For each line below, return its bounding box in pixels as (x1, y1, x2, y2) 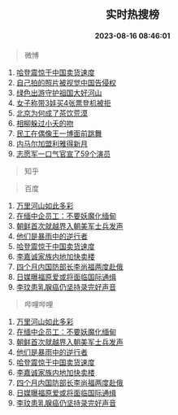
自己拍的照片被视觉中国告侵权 (15, 77, 116, 87)
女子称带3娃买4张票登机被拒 (15, 98, 111, 107)
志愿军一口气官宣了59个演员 (15, 149, 111, 159)
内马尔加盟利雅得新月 (15, 138, 88, 148)
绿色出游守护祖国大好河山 (15, 88, 102, 98)
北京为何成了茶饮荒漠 (15, 108, 88, 118)
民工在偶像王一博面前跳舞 (15, 129, 102, 138)
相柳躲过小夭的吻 (15, 118, 74, 128)
